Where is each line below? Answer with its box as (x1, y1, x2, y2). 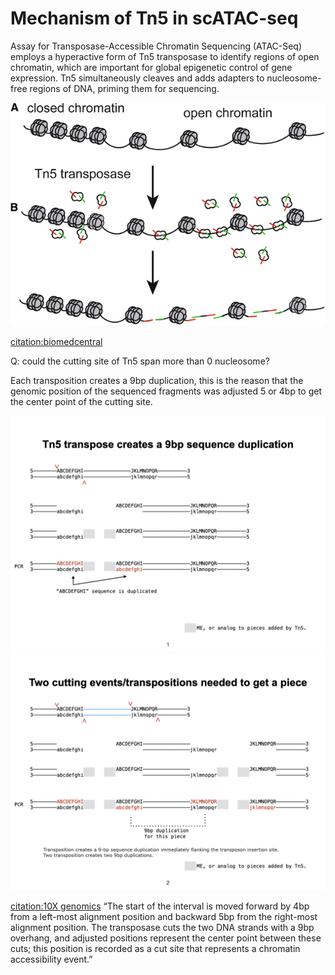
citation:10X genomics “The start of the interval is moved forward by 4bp (10, 900, 310, 912)
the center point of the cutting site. (10, 396, 153, 408)
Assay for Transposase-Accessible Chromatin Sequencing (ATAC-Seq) (10, 40, 303, 52)
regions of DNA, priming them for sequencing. (29, 82, 220, 94)
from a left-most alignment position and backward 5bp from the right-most (10, 911, 318, 923)
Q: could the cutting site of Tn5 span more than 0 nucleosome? (10, 355, 270, 367)
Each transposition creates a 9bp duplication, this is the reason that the (10, 375, 304, 387)
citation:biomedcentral (10, 336, 103, 348)
